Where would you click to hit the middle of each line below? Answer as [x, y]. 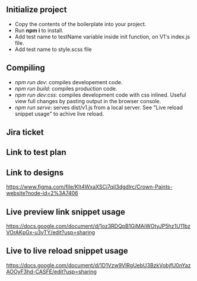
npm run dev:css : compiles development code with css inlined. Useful [100, 95]
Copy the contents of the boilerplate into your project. [80, 24]
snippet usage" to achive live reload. [59, 114]
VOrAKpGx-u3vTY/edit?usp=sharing [51, 232]
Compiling [26, 68]
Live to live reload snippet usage [67, 251]
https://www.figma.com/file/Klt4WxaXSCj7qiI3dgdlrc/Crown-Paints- [89, 187]
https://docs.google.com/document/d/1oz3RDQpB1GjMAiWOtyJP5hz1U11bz [99, 226]
